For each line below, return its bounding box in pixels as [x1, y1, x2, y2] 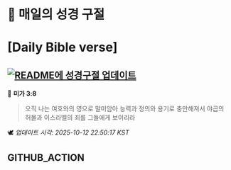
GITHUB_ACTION [7, 152, 85, 164]
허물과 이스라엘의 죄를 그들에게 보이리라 [24, 113, 136, 122]
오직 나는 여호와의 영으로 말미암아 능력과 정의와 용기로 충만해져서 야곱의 [24, 104, 225, 113]
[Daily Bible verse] [7, 40, 118, 55]
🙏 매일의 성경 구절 [7, 6, 105, 23]
